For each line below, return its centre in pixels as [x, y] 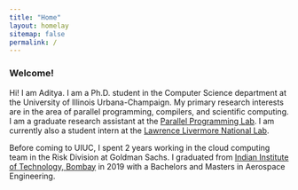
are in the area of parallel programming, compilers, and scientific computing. [149, 111]
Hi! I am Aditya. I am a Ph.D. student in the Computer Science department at [148, 92]
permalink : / [33, 42]
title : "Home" [35, 17]
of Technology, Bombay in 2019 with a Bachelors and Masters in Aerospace [147, 166]
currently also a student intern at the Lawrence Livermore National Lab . [139, 131]
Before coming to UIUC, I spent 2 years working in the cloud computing [140, 147]
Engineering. [32, 176]
